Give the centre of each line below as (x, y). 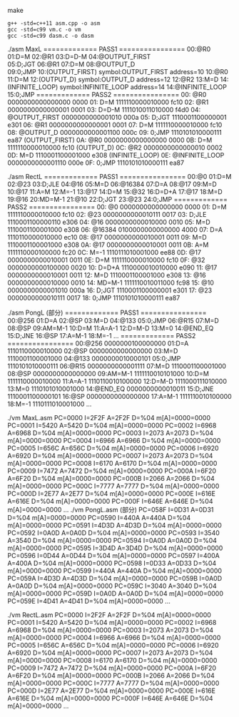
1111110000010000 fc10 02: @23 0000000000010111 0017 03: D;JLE (107, 214)
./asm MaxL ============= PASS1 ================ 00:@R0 (109, 49)
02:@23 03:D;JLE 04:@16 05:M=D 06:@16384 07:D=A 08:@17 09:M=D (112, 184)
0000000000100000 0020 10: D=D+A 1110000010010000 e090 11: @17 (112, 268)
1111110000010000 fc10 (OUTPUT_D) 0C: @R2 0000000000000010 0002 (115, 148)
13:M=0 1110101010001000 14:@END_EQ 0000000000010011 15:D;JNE (111, 389)
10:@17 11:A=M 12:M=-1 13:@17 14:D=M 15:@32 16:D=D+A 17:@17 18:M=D (115, 192)
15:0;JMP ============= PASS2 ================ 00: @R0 (107, 95)
